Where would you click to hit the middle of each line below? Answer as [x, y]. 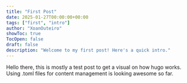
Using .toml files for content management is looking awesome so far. [90, 73]
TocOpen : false [25, 39]
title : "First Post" [32, 12]
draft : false [22, 45]
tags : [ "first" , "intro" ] [38, 23]
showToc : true [24, 34]
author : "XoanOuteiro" [34, 28]
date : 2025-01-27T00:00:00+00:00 [47, 17]
